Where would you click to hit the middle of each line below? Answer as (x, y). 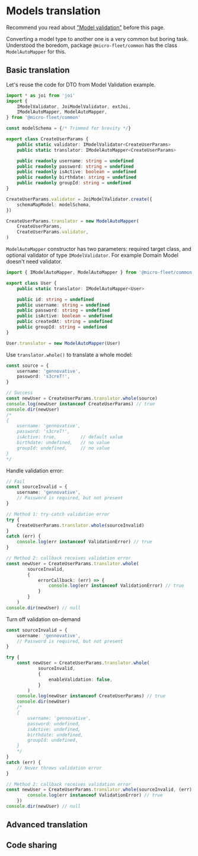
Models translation (53, 11)
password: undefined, (54, 723)
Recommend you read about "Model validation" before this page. (85, 27)
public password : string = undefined (63, 310)
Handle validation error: (35, 470)
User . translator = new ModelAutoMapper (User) (63, 343)
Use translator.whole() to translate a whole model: (69, 354)
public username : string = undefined (63, 305)
